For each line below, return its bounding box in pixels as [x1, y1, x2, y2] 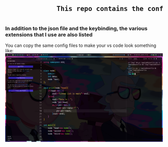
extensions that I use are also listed [5, 31, 93, 38]
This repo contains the [56, 5, 144, 13]
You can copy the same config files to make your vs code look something [5, 42, 156, 48]
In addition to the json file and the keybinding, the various [5, 25, 147, 32]
